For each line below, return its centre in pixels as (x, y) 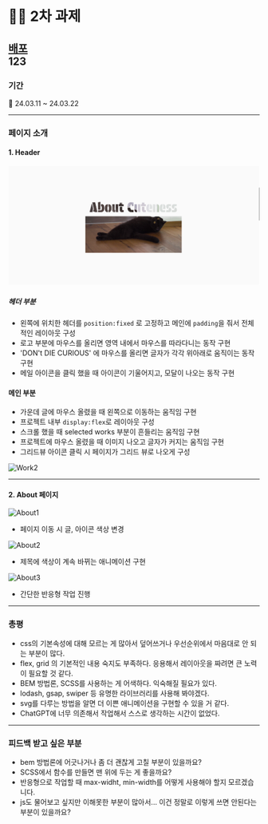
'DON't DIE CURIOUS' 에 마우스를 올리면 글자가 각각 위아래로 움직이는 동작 (137, 353)
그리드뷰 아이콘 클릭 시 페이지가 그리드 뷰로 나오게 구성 (105, 452)
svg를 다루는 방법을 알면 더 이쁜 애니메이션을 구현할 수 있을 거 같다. (124, 703)
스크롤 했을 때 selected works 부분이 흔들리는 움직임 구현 (110, 432)
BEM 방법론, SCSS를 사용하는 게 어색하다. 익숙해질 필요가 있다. (118, 683)
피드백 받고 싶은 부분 (45, 743)
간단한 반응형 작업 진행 (55, 594)
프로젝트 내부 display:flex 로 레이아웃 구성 (87, 422)
